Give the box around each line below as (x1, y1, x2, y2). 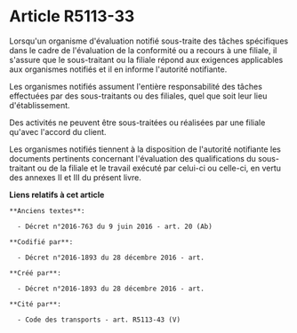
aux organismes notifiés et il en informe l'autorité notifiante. (9, 64, 228, 75)
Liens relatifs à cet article (9, 189, 105, 200)
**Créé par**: (9, 268, 62, 277)
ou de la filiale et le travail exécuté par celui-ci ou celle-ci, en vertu (36, 163, 282, 173)
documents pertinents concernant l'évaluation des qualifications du (9, 153, 256, 163)
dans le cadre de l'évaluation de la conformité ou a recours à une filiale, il (9, 44, 277, 55)
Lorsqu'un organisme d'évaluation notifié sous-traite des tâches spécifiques (9, 36, 289, 46)
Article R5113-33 (9, 6, 135, 27)
